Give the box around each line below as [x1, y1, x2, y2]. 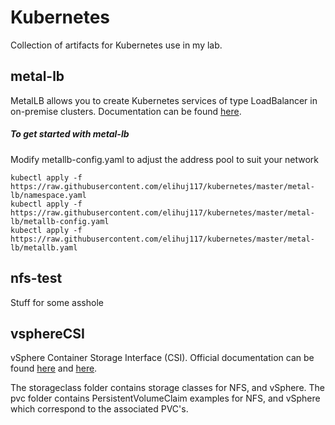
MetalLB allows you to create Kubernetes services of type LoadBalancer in [10, 94, 318, 106]
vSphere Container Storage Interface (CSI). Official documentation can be [10, 352, 315, 364]
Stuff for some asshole [10, 296, 104, 308]
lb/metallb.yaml [10, 242, 78, 253]
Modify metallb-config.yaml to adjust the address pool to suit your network [10, 153, 320, 165]
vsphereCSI [10, 325, 85, 342]
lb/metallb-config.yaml [10, 216, 110, 226]
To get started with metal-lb [10, 128, 130, 140]
